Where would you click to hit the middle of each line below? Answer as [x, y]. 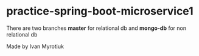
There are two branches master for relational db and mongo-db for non [96, 28]
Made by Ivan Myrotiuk [35, 46]
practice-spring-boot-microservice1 [100, 11]
